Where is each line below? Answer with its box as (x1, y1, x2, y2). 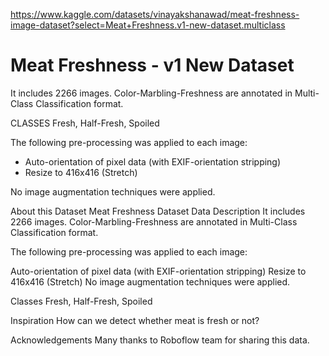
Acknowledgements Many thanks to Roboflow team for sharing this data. (10, 334, 310, 346)
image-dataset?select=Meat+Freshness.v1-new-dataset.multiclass (10, 19, 286, 31)
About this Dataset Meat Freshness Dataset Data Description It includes (10, 205, 306, 217)
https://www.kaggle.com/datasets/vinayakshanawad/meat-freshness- (10, 9, 300, 20)
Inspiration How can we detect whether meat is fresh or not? (10, 314, 260, 326)
